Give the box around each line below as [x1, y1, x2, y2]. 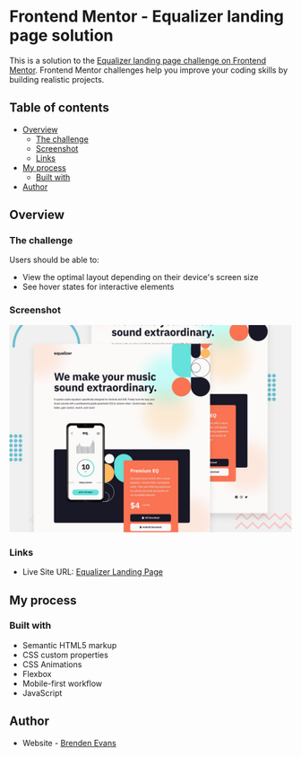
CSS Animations [21, 658, 82, 670]
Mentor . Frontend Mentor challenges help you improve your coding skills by [9, 65, 288, 75]
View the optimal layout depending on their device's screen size [21, 272, 259, 283]
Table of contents [9, 101, 109, 116]
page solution [9, 25, 114, 46]
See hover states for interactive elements [21, 281, 175, 293]
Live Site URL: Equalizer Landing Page [21, 567, 164, 577]
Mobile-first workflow [21, 678, 103, 689]
